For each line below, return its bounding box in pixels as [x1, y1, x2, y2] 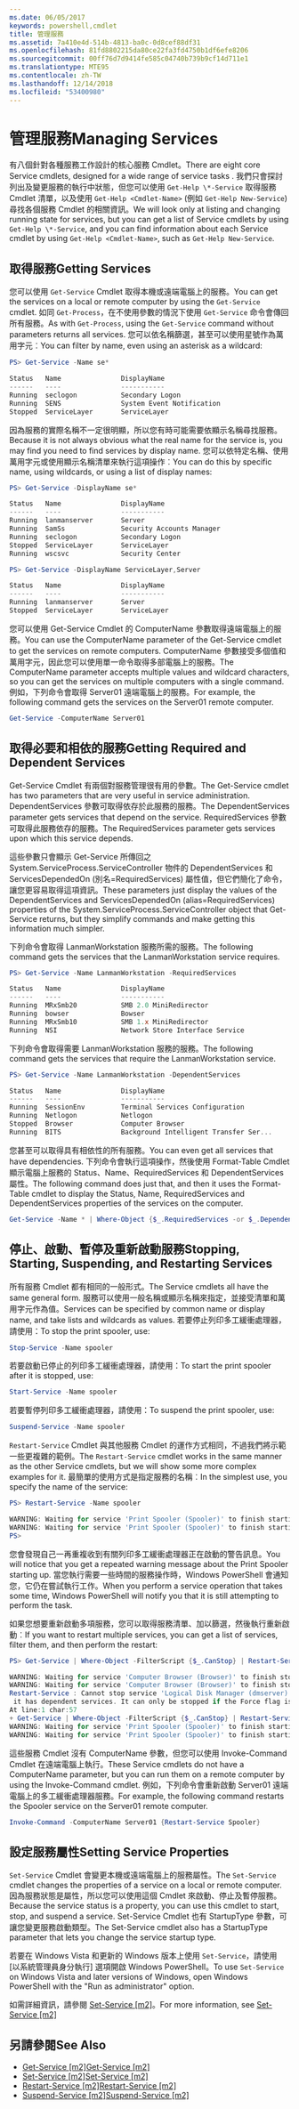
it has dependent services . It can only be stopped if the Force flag [12, 1697, 280, 1707]
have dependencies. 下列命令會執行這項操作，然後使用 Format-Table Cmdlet [9, 1156, 290, 1167]
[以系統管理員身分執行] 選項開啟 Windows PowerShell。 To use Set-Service [9, 1961, 285, 1972]
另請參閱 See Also [9, 2037, 107, 2052]
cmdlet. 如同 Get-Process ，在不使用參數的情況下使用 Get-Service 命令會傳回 [9, 307, 289, 318]
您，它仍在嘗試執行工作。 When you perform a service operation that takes [9, 1580, 283, 1591]
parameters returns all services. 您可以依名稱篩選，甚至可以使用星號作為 [9, 329, 276, 340]
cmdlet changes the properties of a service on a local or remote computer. [9, 1879, 282, 1891]
